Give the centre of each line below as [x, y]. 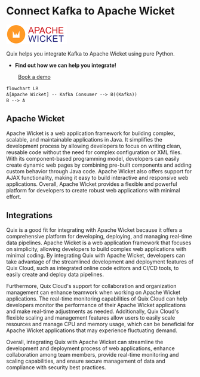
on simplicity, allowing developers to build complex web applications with [96, 249]
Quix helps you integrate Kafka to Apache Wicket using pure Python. [90, 53]
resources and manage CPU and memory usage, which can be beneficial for [100, 324]
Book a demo [34, 76]
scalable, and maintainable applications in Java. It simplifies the [84, 139]
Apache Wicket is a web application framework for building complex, [91, 133]
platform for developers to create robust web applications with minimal [93, 190]
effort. [14, 197]
